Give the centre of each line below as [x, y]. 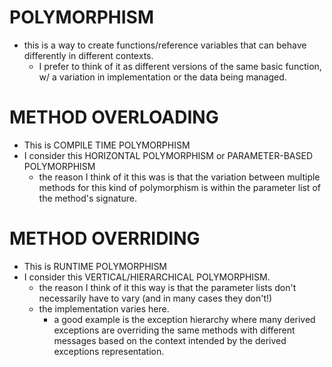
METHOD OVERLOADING [114, 117]
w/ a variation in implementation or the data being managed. [162, 77]
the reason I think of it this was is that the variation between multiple [179, 177]
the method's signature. [87, 198]
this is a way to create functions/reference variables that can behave [165, 45]
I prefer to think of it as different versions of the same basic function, [180, 66]
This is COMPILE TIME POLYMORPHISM [107, 145]
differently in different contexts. [88, 55]
